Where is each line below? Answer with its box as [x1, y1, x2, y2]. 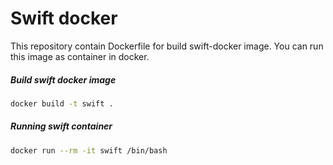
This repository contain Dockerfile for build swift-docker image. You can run [10, 40, 324, 52]
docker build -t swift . [10, 98, 114, 109]
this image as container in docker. [10, 50, 150, 62]
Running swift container [10, 120, 113, 132]
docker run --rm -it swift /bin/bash [10, 145, 168, 156]
